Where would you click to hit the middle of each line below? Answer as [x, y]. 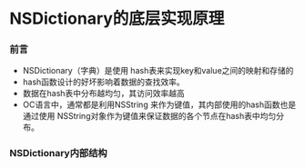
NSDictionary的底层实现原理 [117, 19]
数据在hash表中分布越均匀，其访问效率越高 [103, 94]
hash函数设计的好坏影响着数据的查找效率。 [103, 82]
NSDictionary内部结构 [58, 153]
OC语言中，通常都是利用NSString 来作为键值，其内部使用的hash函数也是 [159, 104]
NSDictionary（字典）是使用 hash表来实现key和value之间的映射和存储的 [158, 71]
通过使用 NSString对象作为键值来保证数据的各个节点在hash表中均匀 [149, 116]
